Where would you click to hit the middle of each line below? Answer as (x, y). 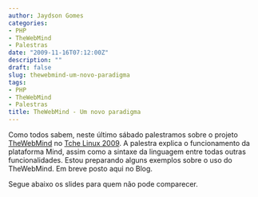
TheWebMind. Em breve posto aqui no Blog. (81, 169)
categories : (28, 23)
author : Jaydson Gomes (46, 16)
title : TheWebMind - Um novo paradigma (75, 112)
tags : (17, 82)
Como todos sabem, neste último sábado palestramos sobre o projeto (123, 135)
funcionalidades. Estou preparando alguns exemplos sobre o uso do (121, 160)
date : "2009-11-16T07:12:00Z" (59, 53)
